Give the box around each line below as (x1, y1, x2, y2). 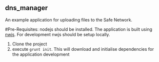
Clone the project (12, 41, 47, 47)
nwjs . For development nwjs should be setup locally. (5, 31, 110, 37)
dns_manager (5, 4, 48, 12)
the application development (12, 51, 70, 57)
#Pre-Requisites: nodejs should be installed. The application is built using (5, 26, 153, 32)
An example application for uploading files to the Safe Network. (5, 17, 133, 22)
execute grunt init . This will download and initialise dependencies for (12, 46, 154, 52)
